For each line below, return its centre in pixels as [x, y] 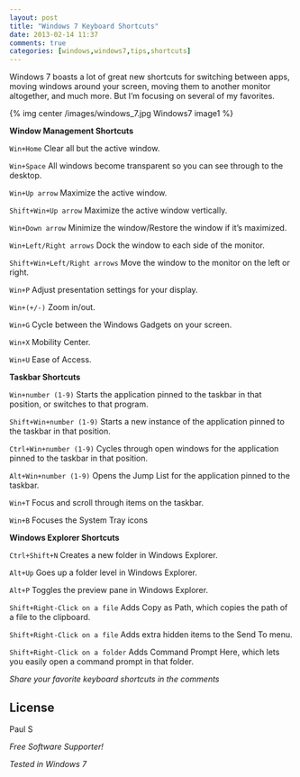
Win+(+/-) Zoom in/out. [53, 307]
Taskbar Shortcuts [45, 377]
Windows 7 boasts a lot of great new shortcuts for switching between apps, [150, 77]
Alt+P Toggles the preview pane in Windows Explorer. [109, 590]
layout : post [34, 18]
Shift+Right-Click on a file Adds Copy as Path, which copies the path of [149, 608]
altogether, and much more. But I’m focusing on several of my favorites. [142, 96]
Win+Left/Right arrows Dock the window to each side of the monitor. [137, 245]
